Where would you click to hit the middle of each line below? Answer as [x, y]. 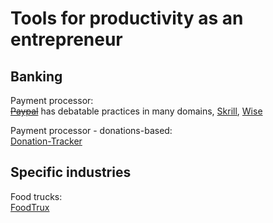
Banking [36, 76]
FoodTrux [30, 207]
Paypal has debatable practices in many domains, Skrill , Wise [136, 111]
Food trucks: [36, 196]
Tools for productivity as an [127, 18]
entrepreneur [66, 39]
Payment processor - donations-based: [91, 130]
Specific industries [71, 172]
